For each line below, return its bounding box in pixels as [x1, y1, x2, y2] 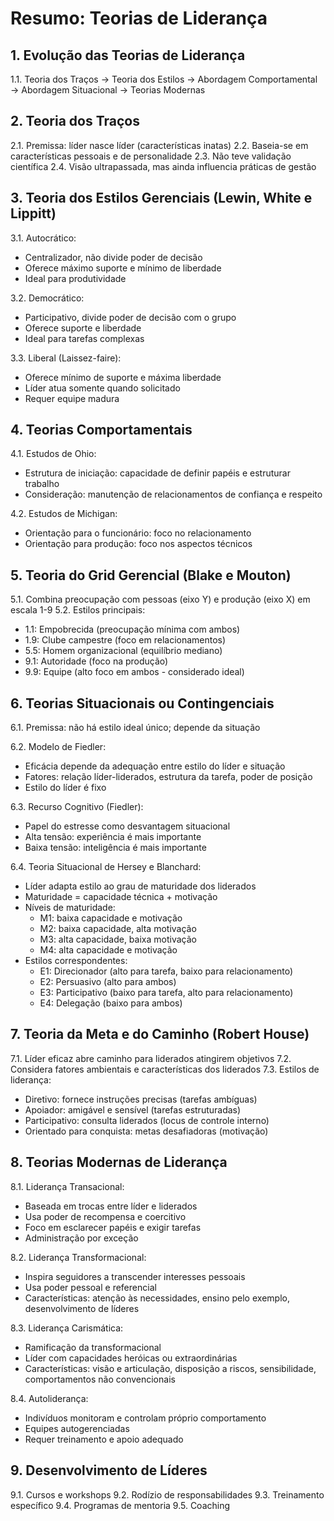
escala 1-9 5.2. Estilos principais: [10, 604, 146, 616]
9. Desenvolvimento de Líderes [10, 1462, 208, 1479]
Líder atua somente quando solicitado [24, 382, 181, 394]
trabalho [24, 478, 60, 490]
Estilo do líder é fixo [24, 782, 107, 794]
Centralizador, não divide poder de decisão [24, 251, 203, 263]
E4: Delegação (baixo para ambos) [39, 997, 183, 1009]
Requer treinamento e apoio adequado [24, 1433, 184, 1445]
